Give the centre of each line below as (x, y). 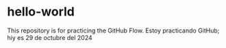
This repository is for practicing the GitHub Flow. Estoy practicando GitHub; (113, 30)
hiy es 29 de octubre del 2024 (50, 37)
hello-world (41, 12)
